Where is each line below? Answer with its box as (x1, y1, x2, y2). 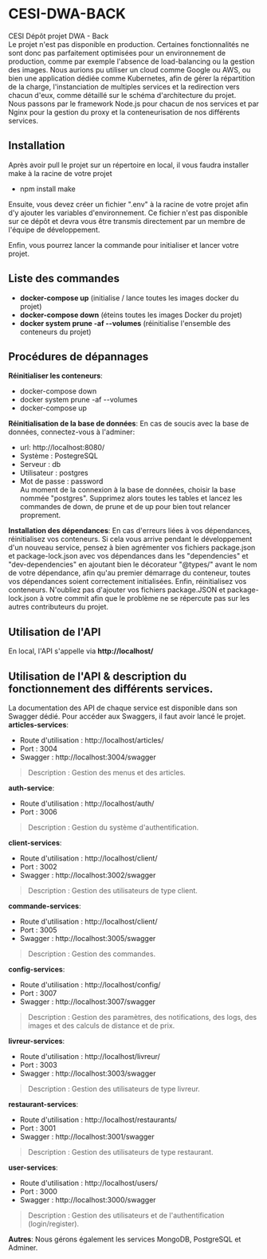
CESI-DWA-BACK (8, 5, 126, 23)
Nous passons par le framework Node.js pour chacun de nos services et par (8, 99, 259, 108)
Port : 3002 (19, 862, 57, 871)
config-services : (8, 965, 65, 974)
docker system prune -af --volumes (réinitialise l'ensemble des (19, 318, 231, 327)
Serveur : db (19, 460, 61, 469)
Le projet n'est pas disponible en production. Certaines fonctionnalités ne (8, 39, 249, 49)
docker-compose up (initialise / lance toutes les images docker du (19, 292, 239, 303)
